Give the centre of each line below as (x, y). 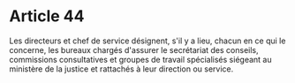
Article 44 (47, 16)
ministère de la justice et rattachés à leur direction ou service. (121, 69)
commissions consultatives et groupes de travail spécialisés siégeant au (140, 59)
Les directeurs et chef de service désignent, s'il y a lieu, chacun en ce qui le (147, 41)
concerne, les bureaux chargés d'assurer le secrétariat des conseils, (134, 49)
